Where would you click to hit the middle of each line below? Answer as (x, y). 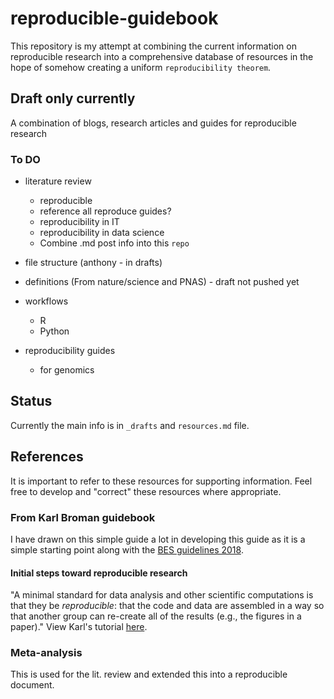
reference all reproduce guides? (105, 211)
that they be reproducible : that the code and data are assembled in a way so (167, 606)
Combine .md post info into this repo (114, 243)
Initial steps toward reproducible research (99, 573)
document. (32, 685)
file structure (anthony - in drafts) (93, 263)
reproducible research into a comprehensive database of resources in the (162, 56)
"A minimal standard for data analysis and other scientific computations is (162, 595)
